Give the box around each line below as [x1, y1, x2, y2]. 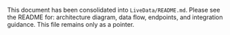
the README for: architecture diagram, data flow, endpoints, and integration [7, 13, 223, 21]
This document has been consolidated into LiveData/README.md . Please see [7, 6, 220, 14]
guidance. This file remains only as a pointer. [7, 21, 135, 28]
